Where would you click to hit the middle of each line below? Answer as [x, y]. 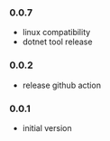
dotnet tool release [57, 42]
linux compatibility [56, 33]
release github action [62, 85]
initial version [47, 127]
